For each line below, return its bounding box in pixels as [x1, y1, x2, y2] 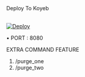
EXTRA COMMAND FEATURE [6, 46, 80, 53]
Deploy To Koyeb [6, 5, 49, 11]
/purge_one [15, 58, 44, 64]
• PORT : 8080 [6, 34, 44, 42]
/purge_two [15, 64, 44, 71]
